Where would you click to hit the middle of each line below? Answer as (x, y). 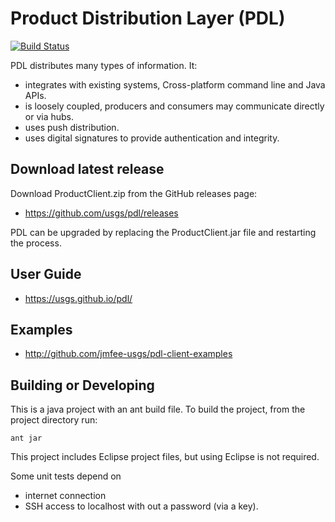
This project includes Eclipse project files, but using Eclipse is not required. (165, 457)
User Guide (46, 274)
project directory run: (54, 420)
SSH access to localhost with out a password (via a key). (141, 506)
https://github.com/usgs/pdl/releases (101, 213)
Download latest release (87, 169)
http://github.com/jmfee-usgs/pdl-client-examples (128, 354)
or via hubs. (49, 116)
